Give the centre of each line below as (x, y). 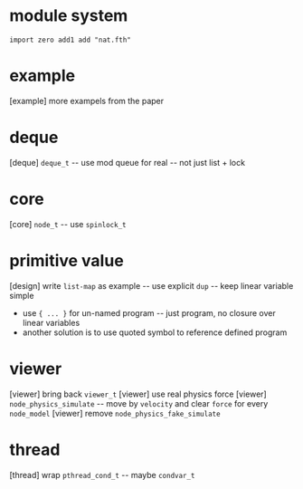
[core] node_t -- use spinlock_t (68, 224)
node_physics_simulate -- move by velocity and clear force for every (139, 403)
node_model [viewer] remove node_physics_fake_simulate (115, 413)
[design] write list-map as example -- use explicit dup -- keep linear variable (151, 285)
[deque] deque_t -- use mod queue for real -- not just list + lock (128, 162)
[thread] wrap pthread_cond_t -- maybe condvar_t (102, 475)
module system (69, 16)
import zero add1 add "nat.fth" (70, 40)
